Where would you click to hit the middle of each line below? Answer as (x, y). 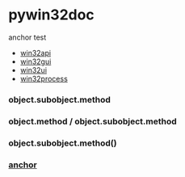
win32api (35, 53)
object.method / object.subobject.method (93, 121)
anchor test (27, 37)
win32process (44, 78)
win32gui (36, 61)
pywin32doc (51, 15)
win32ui (33, 70)
